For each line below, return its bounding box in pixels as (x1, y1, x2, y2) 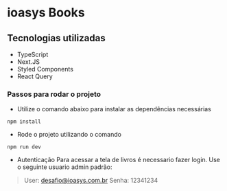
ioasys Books (7, 5, 85, 21)
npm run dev (7, 144, 41, 150)
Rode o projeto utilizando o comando (16, 131, 122, 139)
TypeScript (16, 50, 49, 58)
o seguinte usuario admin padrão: (16, 163, 112, 171)
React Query (16, 72, 53, 80)
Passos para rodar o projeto (7, 89, 101, 99)
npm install (7, 118, 41, 125)
